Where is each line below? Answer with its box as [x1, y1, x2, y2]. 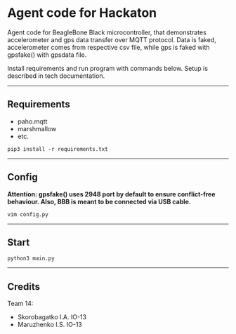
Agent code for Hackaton [7, 5, 157, 21]
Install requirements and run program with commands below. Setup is [7, 64, 209, 72]
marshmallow [17, 124, 57, 133]
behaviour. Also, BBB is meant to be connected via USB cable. [7, 197, 191, 206]
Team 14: [7, 300, 34, 308]
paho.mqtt [17, 117, 48, 126]
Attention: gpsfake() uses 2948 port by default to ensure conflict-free [7, 189, 216, 198]
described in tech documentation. [7, 72, 105, 80]
